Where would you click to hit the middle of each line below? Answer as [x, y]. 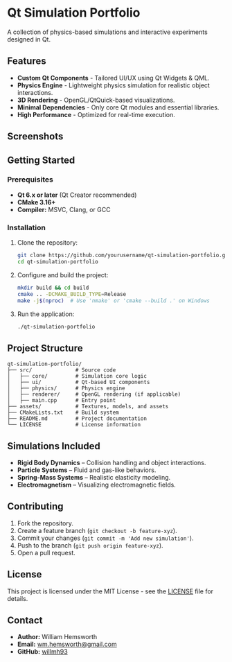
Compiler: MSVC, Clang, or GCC [64, 209]
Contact [25, 621]
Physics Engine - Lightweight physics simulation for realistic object [113, 85]
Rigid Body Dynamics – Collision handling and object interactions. [111, 463]
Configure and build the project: [63, 275]
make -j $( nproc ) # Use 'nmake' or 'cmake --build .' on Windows [113, 300]
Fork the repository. [45, 523]
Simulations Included [54, 446]
